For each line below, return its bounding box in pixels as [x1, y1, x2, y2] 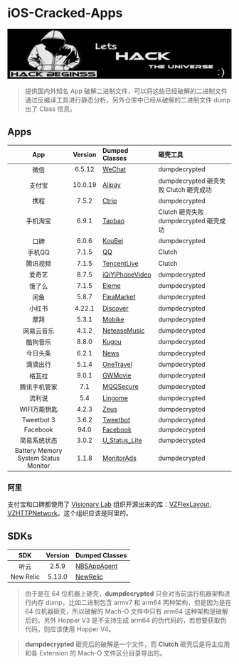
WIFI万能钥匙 [19, 405, 58, 414]
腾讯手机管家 [20, 382, 58, 391]
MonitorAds [102, 454, 137, 463]
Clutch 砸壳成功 [166, 185, 212, 193]
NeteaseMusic [102, 326, 145, 335]
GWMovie [102, 371, 132, 380]
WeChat [102, 165, 127, 173]
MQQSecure [102, 382, 139, 391]
